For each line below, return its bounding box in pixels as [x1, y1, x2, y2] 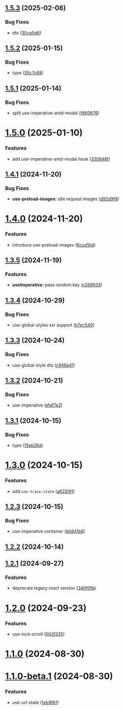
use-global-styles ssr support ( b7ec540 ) [12, 322, 95, 328]
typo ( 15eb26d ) [12, 442, 44, 448]
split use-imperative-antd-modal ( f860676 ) [12, 110, 99, 116]
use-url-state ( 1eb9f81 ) [12, 699, 59, 705]
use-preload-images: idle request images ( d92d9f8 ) [12, 196, 120, 202]
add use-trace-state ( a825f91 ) [12, 488, 75, 494]
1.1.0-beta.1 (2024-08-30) [5, 671, 113, 682]
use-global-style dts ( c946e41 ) [12, 362, 75, 368]
